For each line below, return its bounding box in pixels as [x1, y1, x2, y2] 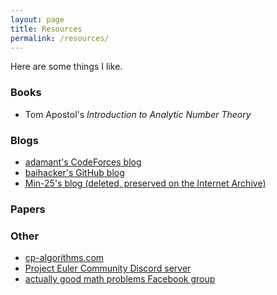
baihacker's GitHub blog [24, 166, 125, 178]
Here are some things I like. [10, 61, 123, 73]
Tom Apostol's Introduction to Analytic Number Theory [24, 108, 252, 120]
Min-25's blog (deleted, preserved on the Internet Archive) [24, 177, 267, 189]
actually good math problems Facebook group [24, 273, 216, 285]
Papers [10, 202, 46, 216]
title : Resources [10, 24, 83, 34]
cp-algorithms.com [24, 252, 105, 264]
